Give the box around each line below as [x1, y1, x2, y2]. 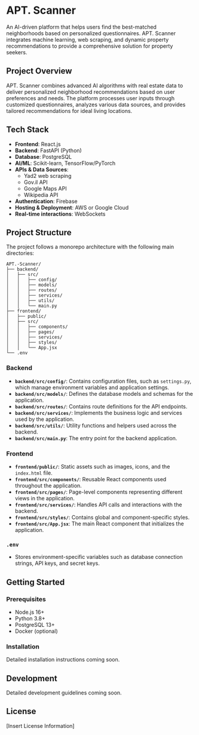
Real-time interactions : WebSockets [14, 210, 106, 217]
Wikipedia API [23, 191, 59, 198]
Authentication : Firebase [14, 198, 78, 205]
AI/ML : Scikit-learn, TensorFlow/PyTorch [14, 159, 115, 167]
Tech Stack [6, 125, 49, 135]
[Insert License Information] [6, 722, 75, 729]
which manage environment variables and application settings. [14, 383, 169, 391]
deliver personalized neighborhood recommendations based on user [6, 88, 175, 96]
